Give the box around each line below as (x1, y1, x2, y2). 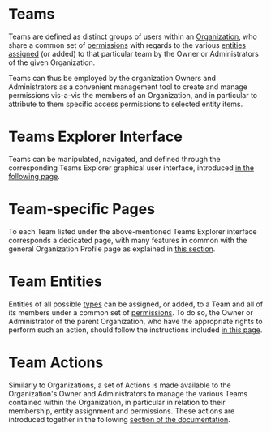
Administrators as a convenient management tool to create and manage (8, 82, 247, 92)
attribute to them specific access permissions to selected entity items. (8, 99, 243, 109)
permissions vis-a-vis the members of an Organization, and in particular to (8, 90, 258, 100)
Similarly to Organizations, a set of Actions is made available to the (8, 380, 231, 390)
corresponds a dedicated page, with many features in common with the (8, 235, 247, 245)
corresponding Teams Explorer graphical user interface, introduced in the (8, 163, 254, 173)
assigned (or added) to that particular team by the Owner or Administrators (8, 49, 260, 58)
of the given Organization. (8, 58, 96, 67)
